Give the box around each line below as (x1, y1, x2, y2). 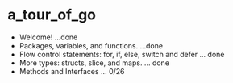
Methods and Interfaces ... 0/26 (19, 66, 125, 76)
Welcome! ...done (19, 32, 78, 42)
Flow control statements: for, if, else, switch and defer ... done (19, 49, 225, 59)
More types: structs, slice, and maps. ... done (19, 58, 170, 68)
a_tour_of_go (7, 6, 97, 24)
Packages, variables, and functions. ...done (19, 40, 163, 50)
